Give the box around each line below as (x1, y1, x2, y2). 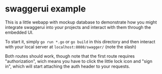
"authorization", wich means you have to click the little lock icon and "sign (5, 58, 152, 64)
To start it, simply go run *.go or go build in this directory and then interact (5, 38, 156, 44)
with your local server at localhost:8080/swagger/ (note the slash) (5, 44, 136, 49)
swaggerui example (5, 3, 86, 14)
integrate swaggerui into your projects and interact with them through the (5, 24, 151, 30)
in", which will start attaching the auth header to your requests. (5, 63, 131, 69)
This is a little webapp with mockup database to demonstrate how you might (5, 19, 157, 25)
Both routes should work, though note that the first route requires (5, 53, 135, 59)
